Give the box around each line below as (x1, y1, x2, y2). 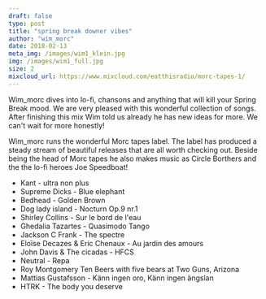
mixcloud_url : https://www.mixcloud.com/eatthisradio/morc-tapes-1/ (8, 72, 246, 80)
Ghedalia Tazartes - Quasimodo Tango (20, 221, 150, 231)
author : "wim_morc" (8, 34, 75, 43)
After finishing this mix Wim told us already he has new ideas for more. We (8, 111, 259, 122)
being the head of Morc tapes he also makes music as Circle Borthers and (8, 154, 257, 163)
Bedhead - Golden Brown (20, 195, 106, 205)
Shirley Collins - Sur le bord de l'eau (20, 212, 142, 222)
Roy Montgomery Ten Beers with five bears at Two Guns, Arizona (20, 264, 240, 274)
